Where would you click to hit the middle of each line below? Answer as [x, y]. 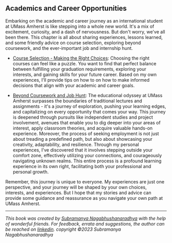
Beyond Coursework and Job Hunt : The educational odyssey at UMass [88, 95]
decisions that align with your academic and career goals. [73, 85]
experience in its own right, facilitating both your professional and [82, 166]
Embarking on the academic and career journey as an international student [84, 21]
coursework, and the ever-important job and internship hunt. [69, 48]
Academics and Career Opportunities [66, 8]
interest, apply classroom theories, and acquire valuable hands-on [82, 128]
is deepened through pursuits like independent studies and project [83, 117]
